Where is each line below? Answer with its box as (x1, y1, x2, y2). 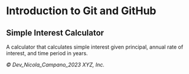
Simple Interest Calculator (6, 28, 105, 38)
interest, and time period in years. (6, 50, 88, 57)
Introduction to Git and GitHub (6, 4, 157, 18)
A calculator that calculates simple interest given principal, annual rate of (6, 43, 184, 50)
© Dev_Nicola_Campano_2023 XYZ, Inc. (6, 61, 105, 68)
